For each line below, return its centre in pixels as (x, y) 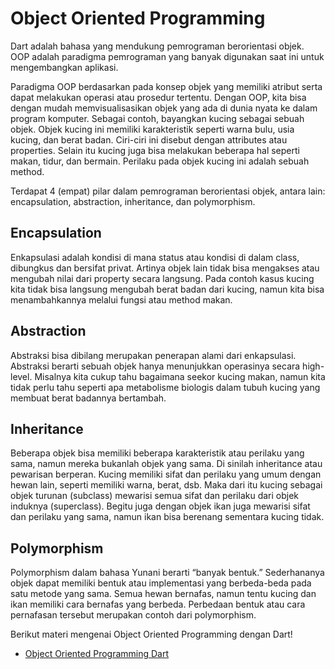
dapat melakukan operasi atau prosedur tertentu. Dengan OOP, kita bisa (158, 97)
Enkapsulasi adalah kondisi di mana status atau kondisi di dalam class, (155, 257)
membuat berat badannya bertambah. (88, 398)
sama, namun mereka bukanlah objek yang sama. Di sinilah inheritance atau (166, 464)
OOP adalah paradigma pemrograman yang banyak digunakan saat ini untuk (167, 56)
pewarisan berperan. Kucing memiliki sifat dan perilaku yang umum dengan (166, 474)
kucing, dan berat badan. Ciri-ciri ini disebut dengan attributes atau (149, 139)
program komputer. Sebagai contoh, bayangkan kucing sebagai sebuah (157, 118)
